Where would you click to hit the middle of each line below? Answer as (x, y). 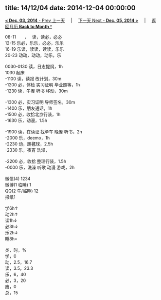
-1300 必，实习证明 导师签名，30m (40, 102)
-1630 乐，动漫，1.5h (26, 120)
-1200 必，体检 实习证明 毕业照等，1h (43, 84)
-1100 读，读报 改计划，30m (33, 79)
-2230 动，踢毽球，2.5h (29, 144)
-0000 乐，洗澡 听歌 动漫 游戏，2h (40, 167)
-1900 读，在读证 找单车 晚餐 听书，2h (44, 132)
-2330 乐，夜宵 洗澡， (27, 150)
